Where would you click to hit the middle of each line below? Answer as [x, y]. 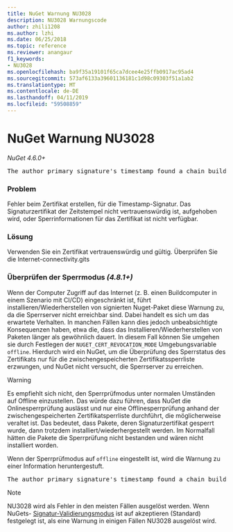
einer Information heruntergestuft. [55, 466]
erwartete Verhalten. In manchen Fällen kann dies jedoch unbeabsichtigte [112, 322]
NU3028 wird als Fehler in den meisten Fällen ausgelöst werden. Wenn [109, 506]
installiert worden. [33, 445]
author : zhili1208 [34, 26]
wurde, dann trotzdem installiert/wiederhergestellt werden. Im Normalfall [111, 430]
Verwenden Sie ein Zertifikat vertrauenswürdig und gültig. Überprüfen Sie [113, 252]
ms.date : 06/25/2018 [37, 40]
